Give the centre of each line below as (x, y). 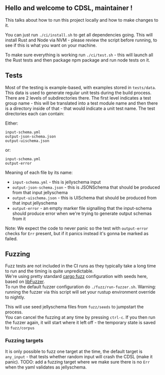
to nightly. (15, 297)
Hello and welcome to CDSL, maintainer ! (69, 8)
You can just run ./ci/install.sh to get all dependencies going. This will (79, 34)
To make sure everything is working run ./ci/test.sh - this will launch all (79, 55)
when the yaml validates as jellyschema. (46, 367)
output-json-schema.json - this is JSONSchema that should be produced (86, 187)
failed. (12, 239)
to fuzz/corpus (20, 328)
